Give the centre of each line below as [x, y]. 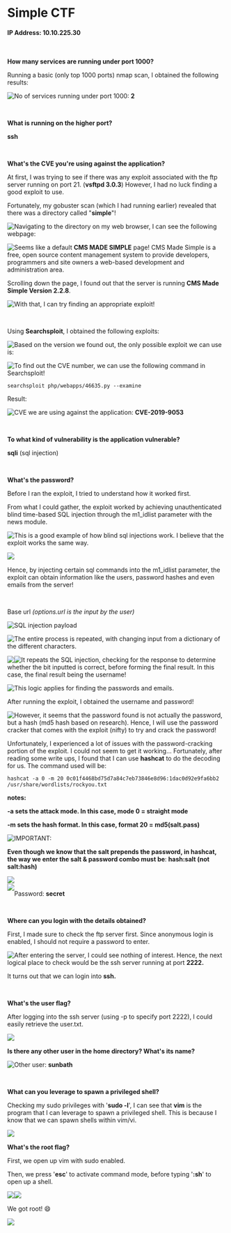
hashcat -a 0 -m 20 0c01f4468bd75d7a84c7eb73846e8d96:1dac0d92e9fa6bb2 [113, 779]
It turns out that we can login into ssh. [62, 976]
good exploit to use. [36, 192]
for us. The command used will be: [57, 766]
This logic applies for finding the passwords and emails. [94, 688]
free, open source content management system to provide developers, [109, 255]
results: [18, 82]
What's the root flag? [38, 1147]
